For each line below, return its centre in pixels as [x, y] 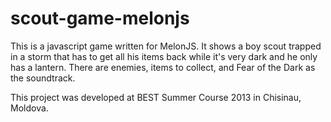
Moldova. [29, 108]
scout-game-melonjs [100, 18]
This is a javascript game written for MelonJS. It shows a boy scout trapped [166, 46]
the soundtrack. [43, 78]
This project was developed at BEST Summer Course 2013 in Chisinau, [156, 97]
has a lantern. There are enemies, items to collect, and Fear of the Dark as [163, 67]
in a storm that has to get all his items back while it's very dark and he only [164, 56]
